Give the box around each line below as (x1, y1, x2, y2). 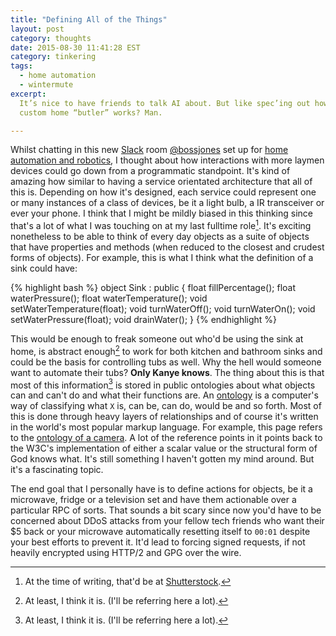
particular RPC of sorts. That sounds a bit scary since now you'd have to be (10, 504, 322, 516)
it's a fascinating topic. (10, 464, 104, 476)
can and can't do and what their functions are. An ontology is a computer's (10, 389, 319, 401)
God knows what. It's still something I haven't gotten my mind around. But (10, 453, 315, 465)
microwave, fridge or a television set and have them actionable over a (10, 494, 297, 506)
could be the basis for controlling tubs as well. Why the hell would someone (10, 356, 322, 368)
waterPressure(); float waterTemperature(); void (10, 292, 208, 305)
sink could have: (10, 262, 78, 275)
